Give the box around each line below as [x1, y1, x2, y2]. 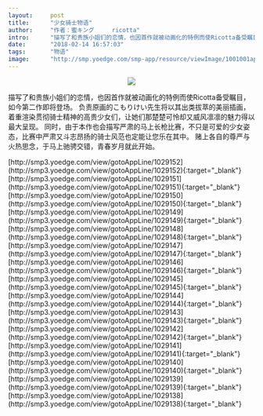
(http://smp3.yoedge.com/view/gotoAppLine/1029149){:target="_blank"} [8, 215, 243, 224]
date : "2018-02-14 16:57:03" [8, 41, 124, 49]
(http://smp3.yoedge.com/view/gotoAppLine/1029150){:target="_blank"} [8, 199, 243, 208]
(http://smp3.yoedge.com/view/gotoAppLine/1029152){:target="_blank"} [8, 166, 242, 175]
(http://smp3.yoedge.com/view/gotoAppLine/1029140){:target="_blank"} [8, 366, 243, 375]
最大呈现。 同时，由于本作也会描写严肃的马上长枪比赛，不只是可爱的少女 [8, 122, 243, 131]
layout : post [8, 11, 65, 20]
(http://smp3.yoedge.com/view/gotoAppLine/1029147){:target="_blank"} [8, 249, 242, 258]
